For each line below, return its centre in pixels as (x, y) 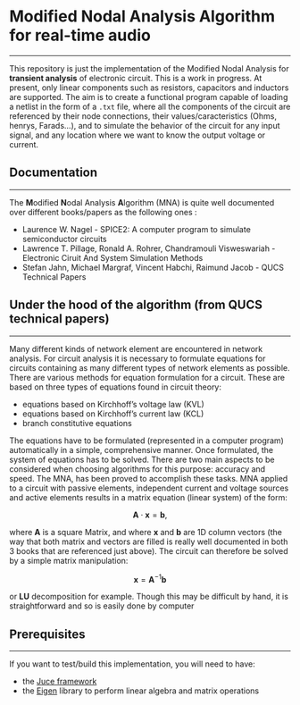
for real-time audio (80, 35)
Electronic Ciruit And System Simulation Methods (112, 257)
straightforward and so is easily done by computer (102, 606)
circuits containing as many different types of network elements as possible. (150, 367)
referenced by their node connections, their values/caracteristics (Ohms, (143, 116)
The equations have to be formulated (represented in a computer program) (146, 441)
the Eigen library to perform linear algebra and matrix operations (141, 691)
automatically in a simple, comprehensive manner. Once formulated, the (142, 449)
